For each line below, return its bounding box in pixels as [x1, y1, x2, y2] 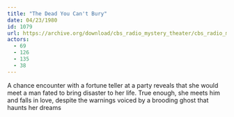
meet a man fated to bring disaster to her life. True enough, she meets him [7, 88, 221, 97]
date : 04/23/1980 [7, 17, 58, 24]
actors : [7, 36, 30, 43]
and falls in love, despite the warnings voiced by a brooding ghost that [7, 95, 209, 104]
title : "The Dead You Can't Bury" [7, 10, 108, 17]
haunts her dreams [7, 103, 61, 111]
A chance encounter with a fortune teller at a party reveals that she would [7, 81, 219, 89]
